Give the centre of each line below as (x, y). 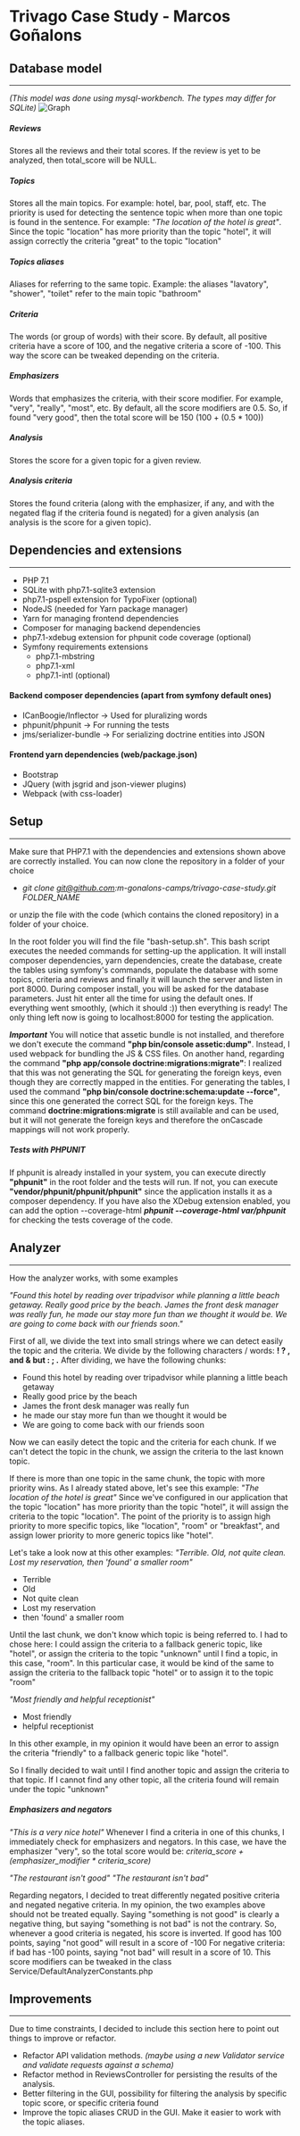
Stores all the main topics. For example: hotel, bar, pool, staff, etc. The (138, 203)
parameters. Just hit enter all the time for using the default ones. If (131, 998)
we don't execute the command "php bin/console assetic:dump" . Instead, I (150, 1044)
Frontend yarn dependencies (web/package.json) (104, 755)
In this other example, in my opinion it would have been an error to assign (144, 1743)
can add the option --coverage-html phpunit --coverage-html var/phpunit (148, 1210)
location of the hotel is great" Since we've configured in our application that (149, 1497)
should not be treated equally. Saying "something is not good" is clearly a (144, 1914)
